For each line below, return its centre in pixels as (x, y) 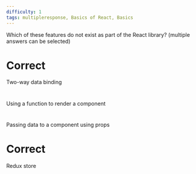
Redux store (21, 166)
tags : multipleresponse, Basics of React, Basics (70, 18)
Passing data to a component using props (58, 124)
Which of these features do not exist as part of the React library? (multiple (98, 34)
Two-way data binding (34, 82)
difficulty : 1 (24, 12)
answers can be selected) (38, 41)
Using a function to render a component (56, 103)
